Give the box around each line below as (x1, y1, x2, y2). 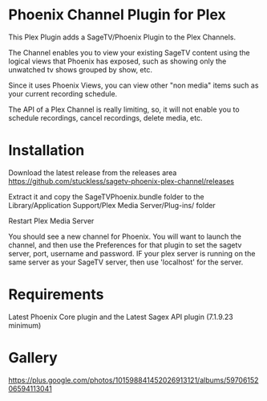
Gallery (8, 349, 58, 366)
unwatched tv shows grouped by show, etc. (8, 64, 152, 74)
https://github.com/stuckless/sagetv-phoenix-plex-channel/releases (8, 176, 235, 186)
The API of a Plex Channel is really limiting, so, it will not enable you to (8, 104, 240, 114)
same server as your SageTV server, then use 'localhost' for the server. (8, 257, 244, 267)
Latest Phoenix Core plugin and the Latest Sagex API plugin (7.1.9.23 (8, 312, 234, 321)
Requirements (8, 285, 104, 304)
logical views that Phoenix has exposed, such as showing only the (8, 56, 227, 66)
